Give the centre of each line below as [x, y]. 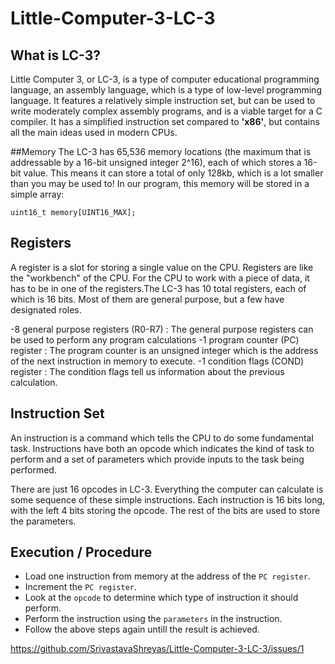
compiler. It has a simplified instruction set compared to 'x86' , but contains [165, 121]
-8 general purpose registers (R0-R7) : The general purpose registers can [162, 329]
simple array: [37, 194]
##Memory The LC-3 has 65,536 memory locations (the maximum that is [161, 151]
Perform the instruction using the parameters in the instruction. [153, 619]
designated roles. [46, 309]
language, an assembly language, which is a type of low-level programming [166, 90]
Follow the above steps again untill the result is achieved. [142, 629]
